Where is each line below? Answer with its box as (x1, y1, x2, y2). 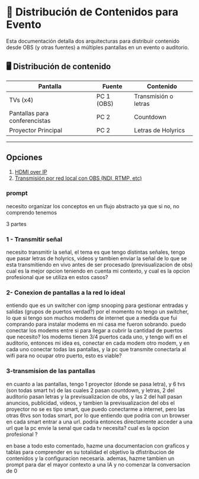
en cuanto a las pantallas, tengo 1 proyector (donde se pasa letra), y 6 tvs (6, 380, 185, 387)
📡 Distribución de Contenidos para (6, 5, 179, 19)
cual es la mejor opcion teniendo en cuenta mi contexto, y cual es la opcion (6, 267, 190, 274)
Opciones (6, 153, 43, 163)
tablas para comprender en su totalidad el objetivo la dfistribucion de (6, 448, 175, 455)
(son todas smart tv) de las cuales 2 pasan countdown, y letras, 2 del (6, 387, 175, 394)
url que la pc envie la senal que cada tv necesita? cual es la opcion (6, 424, 169, 431)
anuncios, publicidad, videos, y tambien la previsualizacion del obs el (6, 399, 175, 406)
